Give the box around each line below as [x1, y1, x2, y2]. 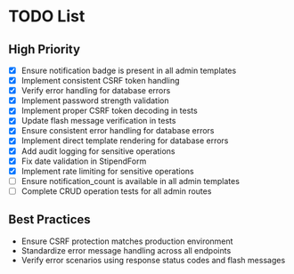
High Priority [8, 42, 81, 57]
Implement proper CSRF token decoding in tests [20, 105, 198, 117]
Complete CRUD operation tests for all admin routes [20, 185, 212, 197]
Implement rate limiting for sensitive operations [20, 165, 194, 176]
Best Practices [8, 212, 91, 228]
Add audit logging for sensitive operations [20, 145, 176, 157]
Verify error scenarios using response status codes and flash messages [20, 254, 286, 265]
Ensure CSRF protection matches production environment [20, 236, 233, 246]
